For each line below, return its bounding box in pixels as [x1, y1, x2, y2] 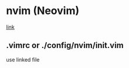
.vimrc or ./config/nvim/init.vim [6, 40, 124, 50]
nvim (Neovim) [6, 4, 80, 18]
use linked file [6, 56, 40, 63]
